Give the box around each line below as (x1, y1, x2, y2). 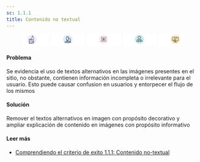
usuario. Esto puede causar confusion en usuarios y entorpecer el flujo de (6, 80, 193, 88)
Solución (6, 101, 29, 108)
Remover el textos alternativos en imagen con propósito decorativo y (6, 114, 180, 122)
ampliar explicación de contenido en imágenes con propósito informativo (6, 121, 190, 128)
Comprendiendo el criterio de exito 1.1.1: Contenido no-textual (15, 149, 170, 156)
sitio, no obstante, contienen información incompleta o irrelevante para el (6, 74, 191, 81)
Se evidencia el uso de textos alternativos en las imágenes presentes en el (6, 67, 194, 75)
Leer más (6, 135, 31, 142)
